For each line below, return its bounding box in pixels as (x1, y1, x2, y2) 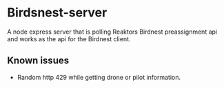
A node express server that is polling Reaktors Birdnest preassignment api (7, 27, 218, 36)
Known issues (7, 55, 70, 67)
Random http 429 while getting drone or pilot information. (17, 73, 181, 81)
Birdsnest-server (7, 5, 108, 21)
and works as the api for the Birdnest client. (7, 34, 131, 43)
